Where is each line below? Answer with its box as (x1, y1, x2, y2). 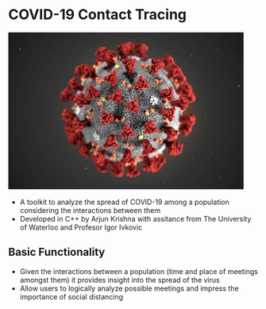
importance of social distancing (19, 292, 124, 301)
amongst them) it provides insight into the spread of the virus (19, 275, 220, 284)
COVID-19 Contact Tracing (8, 6, 187, 24)
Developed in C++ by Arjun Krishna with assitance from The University (19, 214, 252, 223)
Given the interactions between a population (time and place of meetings (19, 266, 258, 276)
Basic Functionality (8, 245, 106, 259)
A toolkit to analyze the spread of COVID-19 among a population (19, 197, 230, 207)
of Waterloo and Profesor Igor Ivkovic (19, 222, 143, 232)
